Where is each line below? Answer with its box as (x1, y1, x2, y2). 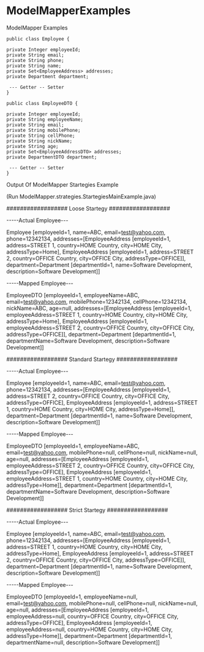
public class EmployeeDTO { (6, 100, 78, 106)
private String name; (6, 63, 62, 69)
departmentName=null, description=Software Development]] (6, 638, 161, 646)
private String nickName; (6, 138, 72, 144)
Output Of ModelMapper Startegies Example (6, 180, 119, 188)
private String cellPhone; (6, 133, 75, 139)
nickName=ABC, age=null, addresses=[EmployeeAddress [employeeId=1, (6, 305, 192, 312)
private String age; (6, 143, 59, 149)
